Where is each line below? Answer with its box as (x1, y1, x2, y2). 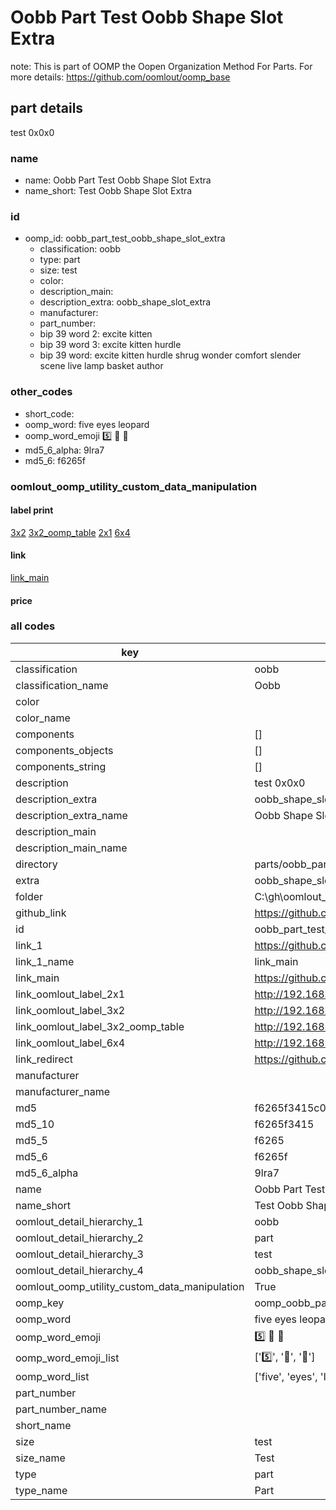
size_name (15, 1451, 66, 1465)
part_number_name (15, 1402, 107, 1416)
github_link (15, 906, 67, 920)
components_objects (15, 743, 114, 757)
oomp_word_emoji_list (15, 1351, 120, 1365)
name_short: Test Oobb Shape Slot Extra (24, 185, 193, 197)
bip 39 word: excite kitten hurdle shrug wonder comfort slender (39, 349, 302, 361)
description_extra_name (15, 808, 128, 822)
